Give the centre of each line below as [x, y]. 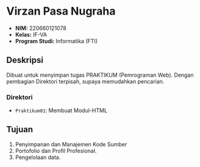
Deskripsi [25, 60]
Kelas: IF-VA [31, 34]
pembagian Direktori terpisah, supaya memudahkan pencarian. [85, 81]
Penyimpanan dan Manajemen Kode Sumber [71, 144]
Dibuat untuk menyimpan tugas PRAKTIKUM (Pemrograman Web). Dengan [100, 75]
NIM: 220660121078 [41, 28]
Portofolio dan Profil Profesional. [56, 151]
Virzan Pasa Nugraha [61, 11]
